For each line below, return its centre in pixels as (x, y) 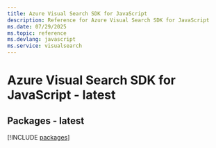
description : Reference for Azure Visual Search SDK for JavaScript (108, 20)
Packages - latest (46, 121)
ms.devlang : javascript (42, 40)
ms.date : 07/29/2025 (37, 26)
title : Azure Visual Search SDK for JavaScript (77, 14)
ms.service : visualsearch (44, 46)
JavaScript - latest (61, 95)
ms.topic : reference (37, 33)
